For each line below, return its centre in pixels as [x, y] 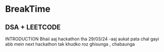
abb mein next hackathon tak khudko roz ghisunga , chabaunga [70, 44]
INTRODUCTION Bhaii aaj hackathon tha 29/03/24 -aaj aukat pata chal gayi [82, 39]
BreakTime [28, 9]
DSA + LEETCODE [33, 27]
